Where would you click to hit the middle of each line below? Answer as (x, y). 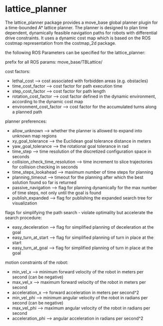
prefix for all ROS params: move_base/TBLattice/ (54, 62)
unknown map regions (34, 136)
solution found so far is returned (44, 182)
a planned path (27, 112)
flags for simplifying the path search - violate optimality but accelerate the (79, 212)
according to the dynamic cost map (48, 101)
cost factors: (18, 71)
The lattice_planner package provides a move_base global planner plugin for (81, 22)
